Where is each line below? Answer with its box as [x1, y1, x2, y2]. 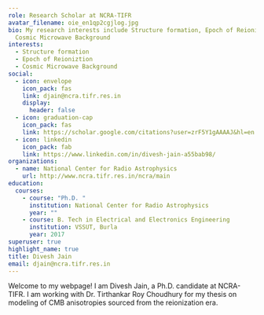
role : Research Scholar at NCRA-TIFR [8, 11, 132, 20]
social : [8, 70, 34, 78]
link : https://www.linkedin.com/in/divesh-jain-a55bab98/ [22, 150, 216, 158]
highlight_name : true [8, 245, 79, 253]
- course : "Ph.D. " [22, 194, 86, 202]
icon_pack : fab [22, 143, 72, 151]
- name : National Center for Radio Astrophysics [15, 165, 178, 173]
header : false [28, 107, 76, 115]
